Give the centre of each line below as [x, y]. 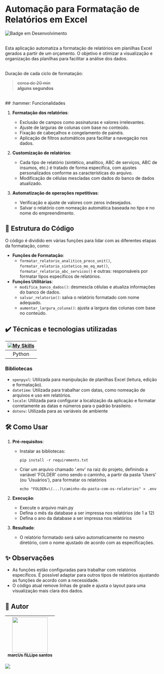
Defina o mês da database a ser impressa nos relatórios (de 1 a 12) [87, 513]
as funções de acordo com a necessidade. [55, 580]
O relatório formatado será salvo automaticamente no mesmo [82, 537]
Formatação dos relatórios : [40, 113]
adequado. [31, 302]
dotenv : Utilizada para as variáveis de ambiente [60, 411]
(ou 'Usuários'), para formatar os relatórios [63, 480]
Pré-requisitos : [28, 441]
